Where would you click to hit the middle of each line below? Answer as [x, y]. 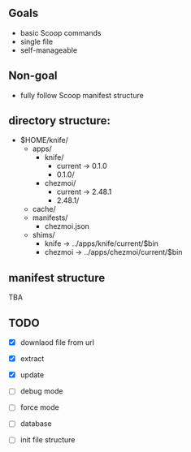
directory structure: [60, 121]
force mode [39, 407]
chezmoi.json [67, 226]
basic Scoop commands [61, 32]
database [36, 424]
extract [32, 359]
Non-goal [33, 76]
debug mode [41, 391]
